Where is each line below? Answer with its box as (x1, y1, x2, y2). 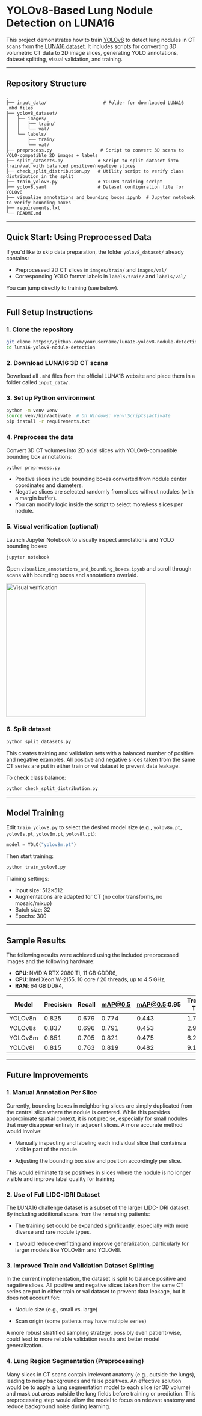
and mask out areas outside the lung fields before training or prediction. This (6, 1390, 197, 1397)
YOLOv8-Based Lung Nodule (6, 4, 153, 17)
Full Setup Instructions (6, 307, 93, 317)
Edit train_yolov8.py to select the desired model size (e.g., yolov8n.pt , (6, 824, 182, 831)
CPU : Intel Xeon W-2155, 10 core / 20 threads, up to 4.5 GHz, (14, 975, 166, 983)
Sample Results (6, 936, 66, 946)
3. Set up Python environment (6, 394, 96, 402)
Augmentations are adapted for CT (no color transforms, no (14, 893, 163, 901)
